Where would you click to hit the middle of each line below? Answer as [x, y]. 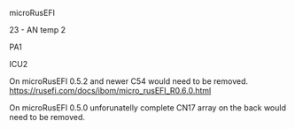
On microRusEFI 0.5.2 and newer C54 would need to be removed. [128, 81]
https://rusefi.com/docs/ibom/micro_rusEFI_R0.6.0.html [110, 91]
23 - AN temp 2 [38, 30]
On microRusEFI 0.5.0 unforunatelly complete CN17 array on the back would [147, 108]
